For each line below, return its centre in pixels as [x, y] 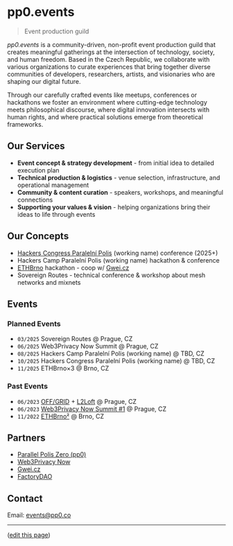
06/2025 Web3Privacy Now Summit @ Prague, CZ [88, 346]
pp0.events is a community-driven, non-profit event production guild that [112, 44]
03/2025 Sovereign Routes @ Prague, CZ [75, 339]
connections [35, 200]
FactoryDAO [35, 477]
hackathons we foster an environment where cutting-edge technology [107, 102]
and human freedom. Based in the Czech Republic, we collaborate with [109, 59]
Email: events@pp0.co [39, 515]
